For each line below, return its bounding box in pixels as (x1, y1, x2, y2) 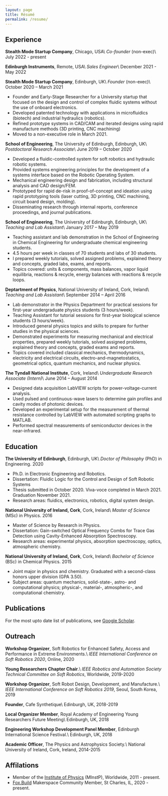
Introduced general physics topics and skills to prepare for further (12, 323, 149, 329)
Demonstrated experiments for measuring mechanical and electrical (12, 333, 153, 339)
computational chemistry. (12, 590, 65, 596)
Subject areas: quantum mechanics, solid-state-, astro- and (12, 579, 136, 585)
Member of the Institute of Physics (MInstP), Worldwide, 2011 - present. (12, 774, 160, 780)
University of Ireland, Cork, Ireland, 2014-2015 (5, 746, 101, 752)
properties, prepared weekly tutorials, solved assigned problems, (12, 339, 147, 345)
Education (5, 442, 38, 451)
